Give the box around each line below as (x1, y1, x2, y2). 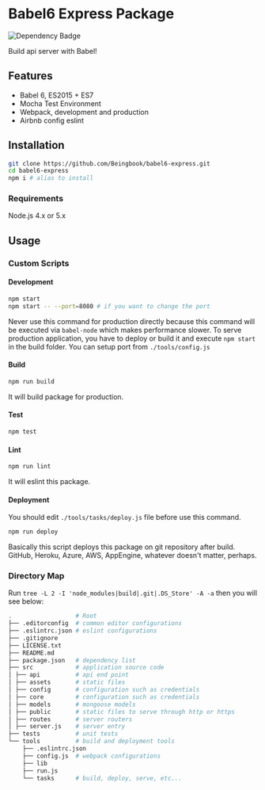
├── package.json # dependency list (8, 656, 136, 664)
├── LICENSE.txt (8, 641, 62, 650)
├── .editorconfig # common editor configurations (8, 620, 182, 628)
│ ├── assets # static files (8, 678, 126, 686)
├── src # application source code (8, 663, 165, 672)
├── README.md (8, 649, 55, 657)
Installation (8, 139, 65, 152)
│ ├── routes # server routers (8, 715, 133, 723)
